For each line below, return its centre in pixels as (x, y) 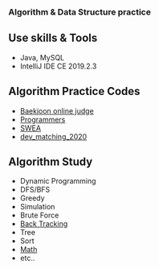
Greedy (33, 198)
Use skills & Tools (53, 38)
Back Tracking (44, 224)
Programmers (43, 119)
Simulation (37, 207)
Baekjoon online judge (57, 110)
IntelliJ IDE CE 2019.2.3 (58, 66)
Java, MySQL (42, 57)
